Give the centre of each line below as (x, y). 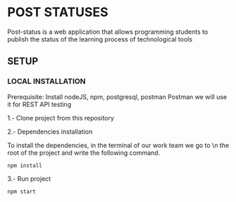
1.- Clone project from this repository (61, 118)
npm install (25, 165)
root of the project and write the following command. (84, 153)
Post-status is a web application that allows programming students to (108, 32)
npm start (22, 191)
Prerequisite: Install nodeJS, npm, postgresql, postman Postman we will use (117, 96)
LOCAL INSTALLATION (46, 82)
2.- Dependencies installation (50, 132)
